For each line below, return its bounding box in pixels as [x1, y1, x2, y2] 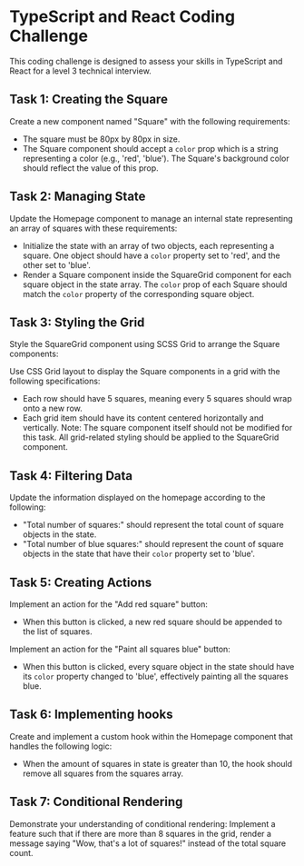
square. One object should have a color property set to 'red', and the [22, 250, 280, 261]
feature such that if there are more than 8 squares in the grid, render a [9, 828, 272, 839]
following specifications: [9, 375, 101, 387]
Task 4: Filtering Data [9, 468, 133, 483]
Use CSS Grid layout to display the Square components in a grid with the [9, 366, 281, 377]
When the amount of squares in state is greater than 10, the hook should [22, 758, 293, 769]
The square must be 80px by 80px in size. [22, 134, 181, 144]
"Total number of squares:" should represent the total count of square [22, 520, 284, 531]
